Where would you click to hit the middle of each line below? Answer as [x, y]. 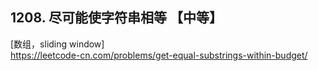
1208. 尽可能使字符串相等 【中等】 [116, 18]
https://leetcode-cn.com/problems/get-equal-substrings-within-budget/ [159, 55]
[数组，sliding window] [57, 44]
